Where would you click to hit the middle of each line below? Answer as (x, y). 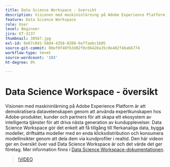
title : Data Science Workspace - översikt (51, 10)
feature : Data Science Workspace (41, 19)
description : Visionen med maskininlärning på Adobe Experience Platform (85, 15)
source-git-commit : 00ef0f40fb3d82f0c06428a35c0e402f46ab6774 (73, 48)
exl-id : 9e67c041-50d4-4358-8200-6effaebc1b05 (55, 43)
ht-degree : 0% (20, 62)
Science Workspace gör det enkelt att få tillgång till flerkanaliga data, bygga (85, 128)
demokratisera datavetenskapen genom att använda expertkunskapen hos (83, 112)
